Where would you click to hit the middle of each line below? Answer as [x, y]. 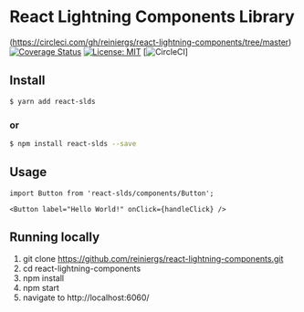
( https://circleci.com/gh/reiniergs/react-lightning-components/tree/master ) [151, 42]
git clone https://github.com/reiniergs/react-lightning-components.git [153, 259]
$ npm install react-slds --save [73, 143]
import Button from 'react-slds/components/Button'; [112, 193]
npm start [41, 288]
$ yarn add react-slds [52, 101]
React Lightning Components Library [152, 17]
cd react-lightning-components [82, 269]
